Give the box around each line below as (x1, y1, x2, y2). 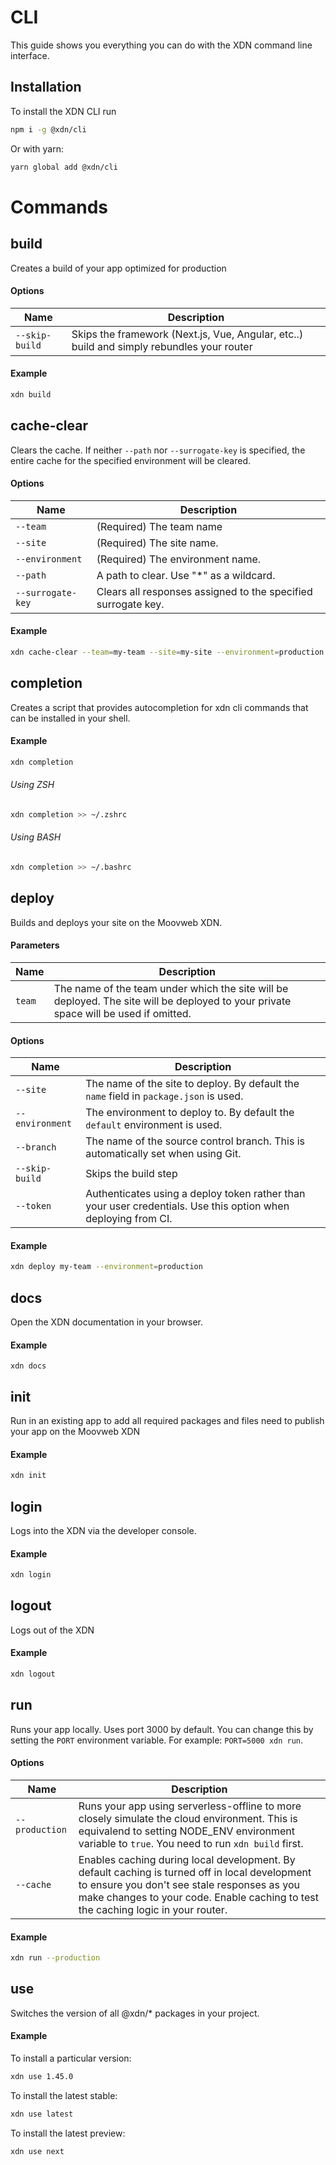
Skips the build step (85, 1167, 178, 1181)
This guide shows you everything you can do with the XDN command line (10, 39, 313, 51)
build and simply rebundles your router (71, 339, 253, 353)
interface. (10, 49, 50, 61)
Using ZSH (10, 779, 55, 791)
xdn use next (10, 2146, 65, 2156)
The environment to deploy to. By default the (85, 1106, 295, 1120)
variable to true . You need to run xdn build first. (78, 1836, 304, 1850)
